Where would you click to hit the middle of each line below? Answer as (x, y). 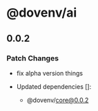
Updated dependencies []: (54, 86)
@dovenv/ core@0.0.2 (58, 100)
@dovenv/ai (42, 13)
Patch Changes (33, 58)
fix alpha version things (50, 73)
